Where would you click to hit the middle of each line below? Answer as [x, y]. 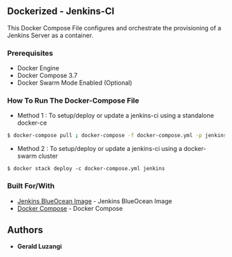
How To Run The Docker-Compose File [73, 101]
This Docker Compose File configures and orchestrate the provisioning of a [114, 28]
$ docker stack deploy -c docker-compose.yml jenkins [86, 169]
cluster [48, 156]
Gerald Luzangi [39, 247]
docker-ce [32, 123]
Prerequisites [30, 53]
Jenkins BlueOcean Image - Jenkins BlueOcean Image [95, 201]
